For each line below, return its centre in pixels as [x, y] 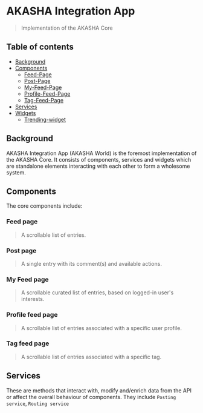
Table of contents [40, 47]
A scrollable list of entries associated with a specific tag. [91, 357]
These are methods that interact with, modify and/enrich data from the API [99, 390]
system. [16, 172]
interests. [33, 299]
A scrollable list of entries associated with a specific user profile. [101, 328]
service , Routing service [38, 403]
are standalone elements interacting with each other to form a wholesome [98, 166]
